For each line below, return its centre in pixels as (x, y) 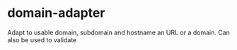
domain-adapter (56, 13)
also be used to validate (42, 39)
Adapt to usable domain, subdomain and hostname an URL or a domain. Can (118, 32)
